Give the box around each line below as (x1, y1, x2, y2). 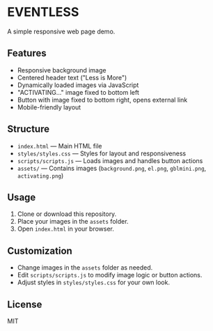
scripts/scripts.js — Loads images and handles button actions (17, 156, 203, 164)
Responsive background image (17, 66, 106, 74)
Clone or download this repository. (17, 210, 117, 218)
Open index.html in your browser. (17, 224, 115, 233)
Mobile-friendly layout (17, 102, 81, 111)
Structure (7, 123, 50, 135)
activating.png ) (17, 171, 64, 180)
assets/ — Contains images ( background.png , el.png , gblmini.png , (17, 164, 207, 172)
